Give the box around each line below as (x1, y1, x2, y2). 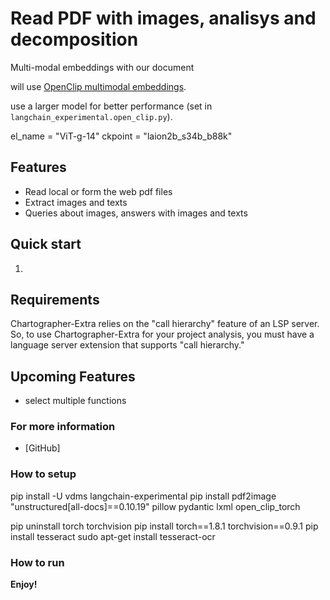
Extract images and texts (24, 196, 128, 208)
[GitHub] (24, 442, 61, 454)
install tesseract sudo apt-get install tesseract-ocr (10, 530, 216, 542)
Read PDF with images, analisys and (10, 7, 317, 30)
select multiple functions (24, 395, 127, 407)
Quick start (10, 236, 82, 253)
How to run (10, 555, 65, 569)
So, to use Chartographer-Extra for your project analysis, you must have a (10, 328, 315, 341)
